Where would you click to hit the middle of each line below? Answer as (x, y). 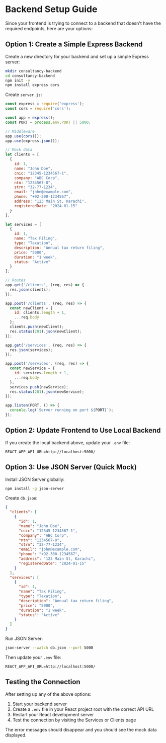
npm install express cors (32, 85)
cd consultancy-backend (30, 76)
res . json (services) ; (31, 350)
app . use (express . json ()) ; (32, 141)
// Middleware (20, 131)
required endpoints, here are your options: (49, 28)
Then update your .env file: (33, 657)
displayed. (16, 735)
